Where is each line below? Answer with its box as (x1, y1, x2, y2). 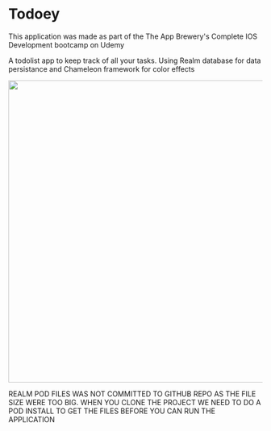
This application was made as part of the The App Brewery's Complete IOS (8, 31, 258, 41)
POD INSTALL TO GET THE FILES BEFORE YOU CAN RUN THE (8, 406, 216, 416)
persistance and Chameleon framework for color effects (8, 64, 195, 73)
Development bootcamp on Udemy (8, 39, 125, 49)
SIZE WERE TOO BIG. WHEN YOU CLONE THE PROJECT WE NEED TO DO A (8, 397, 261, 407)
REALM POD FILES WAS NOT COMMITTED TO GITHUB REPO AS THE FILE (8, 388, 256, 399)
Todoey (8, 5, 60, 23)
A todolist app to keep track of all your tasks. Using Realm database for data (8, 56, 261, 65)
